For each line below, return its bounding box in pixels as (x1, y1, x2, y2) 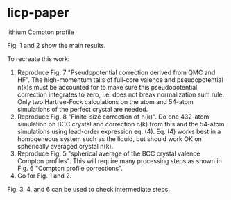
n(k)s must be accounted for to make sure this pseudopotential (17, 83, 198, 91)
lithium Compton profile (7, 28, 75, 36)
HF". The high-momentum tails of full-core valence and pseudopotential (17, 75, 223, 84)
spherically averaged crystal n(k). (17, 142, 114, 150)
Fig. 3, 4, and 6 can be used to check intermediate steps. (7, 185, 170, 193)
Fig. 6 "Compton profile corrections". (17, 164, 123, 172)
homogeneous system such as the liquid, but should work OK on (17, 134, 203, 143)
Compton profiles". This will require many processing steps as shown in (17, 156, 222, 165)
